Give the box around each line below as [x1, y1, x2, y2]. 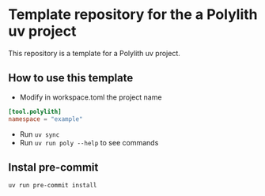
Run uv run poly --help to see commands [19, 138, 159, 147]
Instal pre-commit [8, 160, 99, 174]
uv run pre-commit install [8, 182, 97, 190]
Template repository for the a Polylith [8, 6, 258, 24]
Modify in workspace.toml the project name [19, 92, 162, 102]
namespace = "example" [8, 115, 83, 123]
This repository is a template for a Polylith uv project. [8, 48, 180, 58]
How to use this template [8, 71, 134, 85]
